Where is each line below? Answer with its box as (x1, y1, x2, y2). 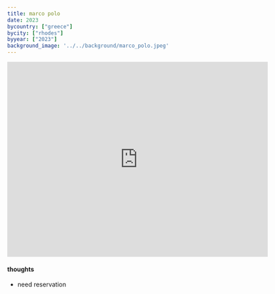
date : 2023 (7, 17, 39, 24)
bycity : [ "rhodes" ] (7, 29, 64, 37)
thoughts (7, 265, 35, 273)
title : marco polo (7, 10, 60, 17)
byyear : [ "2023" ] (7, 36, 58, 43)
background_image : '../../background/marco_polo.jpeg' (7, 42, 169, 49)
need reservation (17, 280, 67, 288)
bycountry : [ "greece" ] (7, 23, 73, 30)
